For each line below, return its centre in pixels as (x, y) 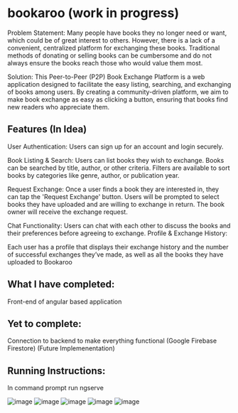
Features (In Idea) (47, 129)
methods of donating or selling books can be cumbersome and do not (109, 55)
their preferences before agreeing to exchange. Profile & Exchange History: (118, 233)
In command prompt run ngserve (56, 388)
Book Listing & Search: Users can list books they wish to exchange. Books (116, 160)
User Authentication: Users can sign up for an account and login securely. (115, 146)
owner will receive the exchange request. (67, 212)
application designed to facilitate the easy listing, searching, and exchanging (119, 84)
